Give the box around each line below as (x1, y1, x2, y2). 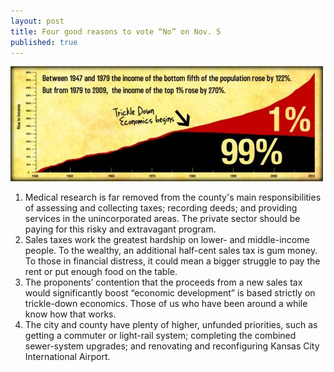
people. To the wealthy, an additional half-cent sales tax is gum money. (24, 245, 318, 257)
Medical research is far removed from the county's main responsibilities (24, 191, 322, 204)
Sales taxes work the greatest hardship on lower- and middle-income (24, 234, 310, 246)
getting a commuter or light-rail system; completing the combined (24, 330, 297, 342)
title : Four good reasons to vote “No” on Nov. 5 (10, 26, 222, 37)
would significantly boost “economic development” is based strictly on (24, 287, 316, 299)
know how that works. (24, 308, 117, 320)
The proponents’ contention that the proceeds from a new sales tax (24, 276, 303, 289)
